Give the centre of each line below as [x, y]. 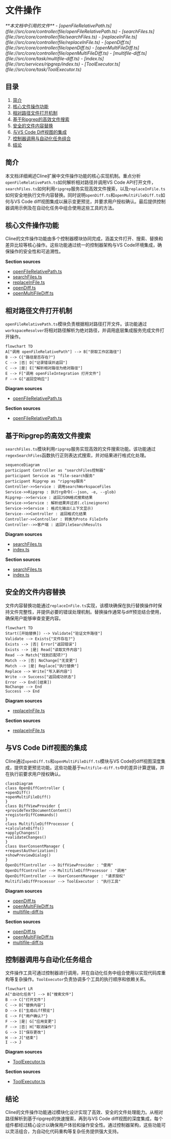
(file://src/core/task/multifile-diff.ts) [42, 58]
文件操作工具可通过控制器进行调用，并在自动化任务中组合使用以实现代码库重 [85, 973]
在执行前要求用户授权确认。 [34, 774]
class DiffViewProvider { [33, 806]
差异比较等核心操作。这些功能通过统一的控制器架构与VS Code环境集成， [81, 245]
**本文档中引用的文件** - [32, 26]
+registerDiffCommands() [32, 815]
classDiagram [19, 784]
